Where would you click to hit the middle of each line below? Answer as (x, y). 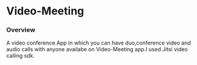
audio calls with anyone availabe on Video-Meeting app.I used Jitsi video (97, 49)
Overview (21, 30)
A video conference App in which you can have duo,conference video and (99, 43)
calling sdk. (21, 56)
